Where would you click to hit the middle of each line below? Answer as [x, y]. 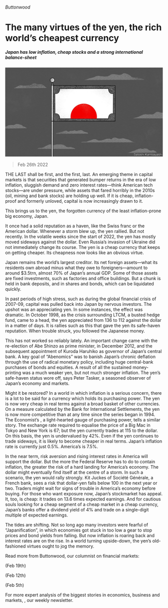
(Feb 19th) [16, 566]
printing [13, 373]
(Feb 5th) [14, 585]
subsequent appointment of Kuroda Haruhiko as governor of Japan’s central [83, 352]
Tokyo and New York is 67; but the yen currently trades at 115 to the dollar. [82, 430]
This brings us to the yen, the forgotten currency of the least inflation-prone [83, 211]
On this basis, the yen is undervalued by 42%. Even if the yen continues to [82, 436]
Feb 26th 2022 [33, 165]
